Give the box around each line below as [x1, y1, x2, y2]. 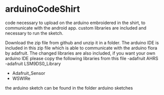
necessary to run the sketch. [5, 30, 63, 36]
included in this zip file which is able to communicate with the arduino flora [5, 45, 158, 51]
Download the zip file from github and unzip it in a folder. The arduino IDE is [5, 39, 159, 45]
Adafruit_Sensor [12, 70, 45, 76]
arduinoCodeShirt [5, 3, 81, 15]
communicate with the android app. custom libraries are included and [5, 25, 147, 31]
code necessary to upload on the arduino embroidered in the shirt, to [5, 20, 146, 26]
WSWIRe [12, 75, 31, 81]
